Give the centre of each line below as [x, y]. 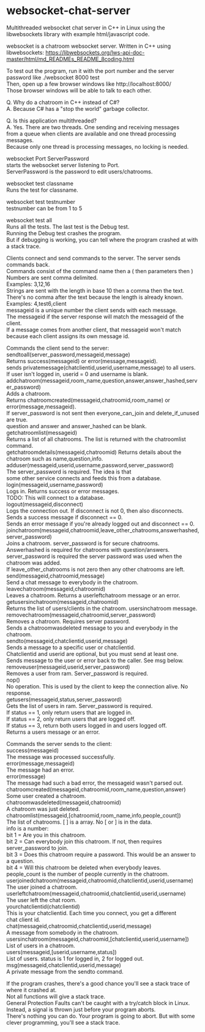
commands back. [28, 265]
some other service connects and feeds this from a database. [84, 478]
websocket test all [29, 220]
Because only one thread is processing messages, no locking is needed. [98, 146]
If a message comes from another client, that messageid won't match [94, 330]
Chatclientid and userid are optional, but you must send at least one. [92, 653]
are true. [17, 420]
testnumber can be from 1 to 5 [44, 208]
